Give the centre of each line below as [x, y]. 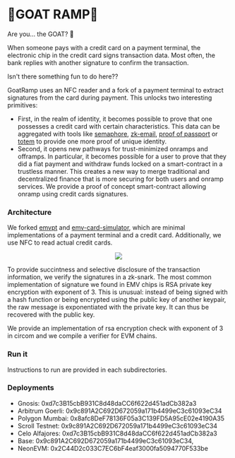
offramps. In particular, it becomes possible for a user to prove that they [122, 156]
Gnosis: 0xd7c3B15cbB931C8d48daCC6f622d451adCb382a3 [107, 403]
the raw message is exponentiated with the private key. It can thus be [108, 307]
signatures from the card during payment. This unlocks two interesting [110, 98]
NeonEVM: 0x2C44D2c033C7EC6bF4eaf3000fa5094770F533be [113, 448]
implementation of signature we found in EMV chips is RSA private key [109, 285]
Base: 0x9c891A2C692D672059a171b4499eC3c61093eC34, [106, 440]
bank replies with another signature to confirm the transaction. [98, 62]
